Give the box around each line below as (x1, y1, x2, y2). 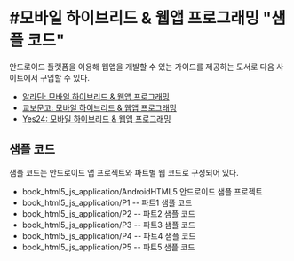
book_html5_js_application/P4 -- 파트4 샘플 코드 (21, 230, 196, 241)
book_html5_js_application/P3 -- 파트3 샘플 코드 (21, 219, 196, 230)
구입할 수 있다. (39, 72, 91, 83)
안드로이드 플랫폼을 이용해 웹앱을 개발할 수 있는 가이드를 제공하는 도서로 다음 (9, 61, 275, 72)
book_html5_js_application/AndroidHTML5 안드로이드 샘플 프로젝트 (21, 186, 264, 196)
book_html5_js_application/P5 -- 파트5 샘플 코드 (21, 241, 195, 252)
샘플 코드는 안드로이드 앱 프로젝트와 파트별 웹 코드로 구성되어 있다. (9, 167, 239, 178)
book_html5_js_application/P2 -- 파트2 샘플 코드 (21, 208, 195, 218)
